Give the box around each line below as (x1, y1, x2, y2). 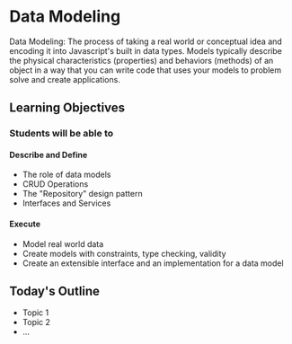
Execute (9, 218, 40, 230)
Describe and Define (9, 149, 88, 160)
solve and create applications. (9, 74, 121, 84)
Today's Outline (9, 284, 101, 299)
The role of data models (22, 169, 111, 181)
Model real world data (22, 238, 104, 249)
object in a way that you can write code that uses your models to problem (9, 65, 282, 75)
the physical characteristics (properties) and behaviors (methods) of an (9, 55, 274, 66)
